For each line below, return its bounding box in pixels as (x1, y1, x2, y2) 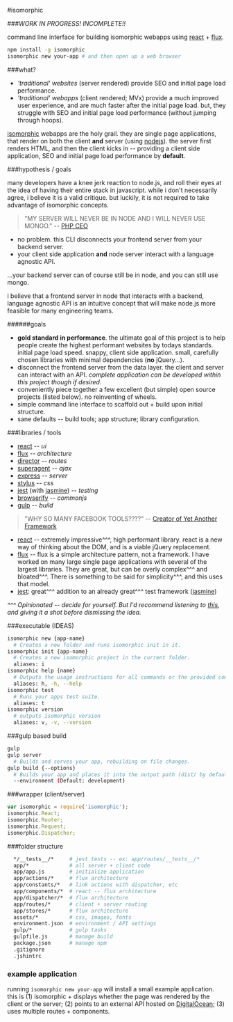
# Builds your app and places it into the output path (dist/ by (13, 771, 207, 778)
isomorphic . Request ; (7, 823, 67, 830)
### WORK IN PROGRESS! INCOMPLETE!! (7, 19, 126, 27)
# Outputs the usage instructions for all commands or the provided (13, 674, 216, 681)
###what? (7, 65, 36, 74)
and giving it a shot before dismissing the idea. (7, 608, 141, 616)
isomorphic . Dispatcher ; (7, 829, 76, 836)
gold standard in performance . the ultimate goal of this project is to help (17, 333, 226, 342)
